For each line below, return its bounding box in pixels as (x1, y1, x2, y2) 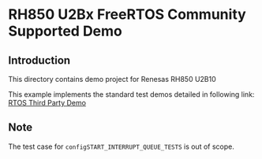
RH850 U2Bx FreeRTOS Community (8, 6, 246, 24)
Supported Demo (8, 22, 122, 40)
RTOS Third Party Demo (8, 98, 87, 107)
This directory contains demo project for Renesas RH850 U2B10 (8, 75, 217, 83)
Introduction (8, 54, 71, 67)
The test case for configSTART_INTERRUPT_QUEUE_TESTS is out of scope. (8, 142, 234, 151)
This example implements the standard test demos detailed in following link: (8, 90, 255, 99)
